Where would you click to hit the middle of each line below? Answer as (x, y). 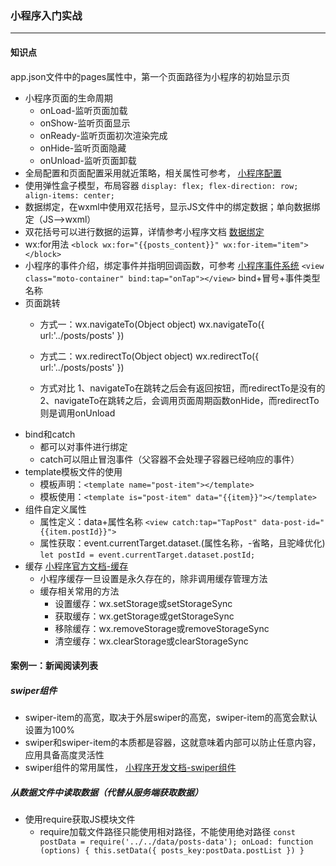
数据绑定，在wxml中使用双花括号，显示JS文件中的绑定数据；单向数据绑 (172, 206)
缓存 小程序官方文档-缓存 (76, 566)
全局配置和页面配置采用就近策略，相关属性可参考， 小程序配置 (153, 173)
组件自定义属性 (55, 509)
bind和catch (50, 434)
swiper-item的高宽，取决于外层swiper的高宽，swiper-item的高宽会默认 (171, 718)
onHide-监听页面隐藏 (83, 148)
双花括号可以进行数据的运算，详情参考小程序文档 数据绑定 (144, 231)
